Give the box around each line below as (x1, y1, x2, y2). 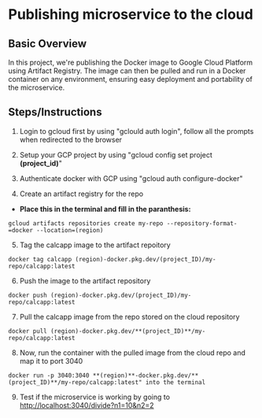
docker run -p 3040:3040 (8, 372, 90, 379)
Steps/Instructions (8, 105, 102, 119)
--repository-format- (166, 219, 238, 227)
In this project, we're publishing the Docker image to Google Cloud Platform (8, 57, 253, 67)
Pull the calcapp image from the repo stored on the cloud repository (19, 312, 240, 321)
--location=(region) (36, 226, 104, 234)
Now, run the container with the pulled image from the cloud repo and (19, 348, 246, 357)
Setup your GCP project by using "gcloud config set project (19, 150, 212, 159)
